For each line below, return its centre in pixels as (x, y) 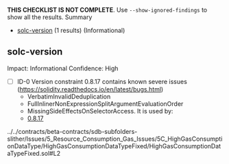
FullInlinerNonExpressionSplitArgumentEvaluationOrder (105, 104)
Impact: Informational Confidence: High (63, 68)
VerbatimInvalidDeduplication (69, 96)
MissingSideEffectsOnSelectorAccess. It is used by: (100, 111)
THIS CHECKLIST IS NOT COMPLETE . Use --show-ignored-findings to (107, 10)
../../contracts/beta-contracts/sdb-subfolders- (72, 131)
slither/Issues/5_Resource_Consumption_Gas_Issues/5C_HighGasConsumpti (115, 139)
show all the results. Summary (50, 17)
